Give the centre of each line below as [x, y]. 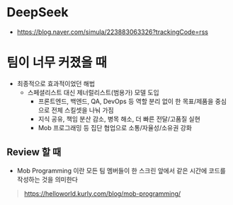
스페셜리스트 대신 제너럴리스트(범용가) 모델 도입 [93, 92]
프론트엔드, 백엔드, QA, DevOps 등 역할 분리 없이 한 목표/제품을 [126, 101]
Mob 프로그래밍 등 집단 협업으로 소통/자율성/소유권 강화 [115, 127]
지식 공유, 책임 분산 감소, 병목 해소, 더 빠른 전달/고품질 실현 [119, 119]
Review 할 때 [34, 152]
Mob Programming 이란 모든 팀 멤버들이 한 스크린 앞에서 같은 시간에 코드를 [121, 170]
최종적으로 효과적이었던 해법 [56, 83]
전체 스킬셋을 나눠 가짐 [83, 110]
